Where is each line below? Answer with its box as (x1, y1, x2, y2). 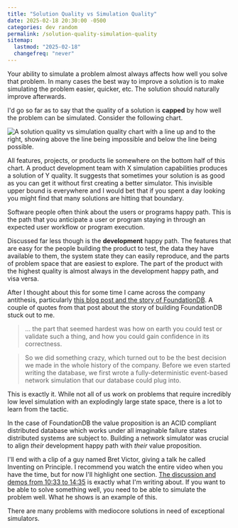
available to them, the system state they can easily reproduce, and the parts (7, 252, 229, 260)
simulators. (7, 514, 40, 522)
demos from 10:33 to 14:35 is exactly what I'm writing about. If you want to (7, 478, 226, 486)
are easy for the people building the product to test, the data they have (7, 244, 215, 252)
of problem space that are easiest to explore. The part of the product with (7, 259, 223, 267)
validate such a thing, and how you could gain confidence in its (24, 332, 210, 340)
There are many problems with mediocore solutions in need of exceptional (7, 506, 225, 515)
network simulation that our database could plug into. (24, 376, 181, 384)
